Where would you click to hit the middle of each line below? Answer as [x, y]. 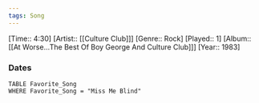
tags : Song [26, 16]
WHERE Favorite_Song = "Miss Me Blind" [75, 91]
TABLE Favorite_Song [43, 84]
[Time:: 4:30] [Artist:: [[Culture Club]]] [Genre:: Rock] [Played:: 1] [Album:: [130, 38]
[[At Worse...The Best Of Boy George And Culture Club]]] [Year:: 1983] [124, 47]
